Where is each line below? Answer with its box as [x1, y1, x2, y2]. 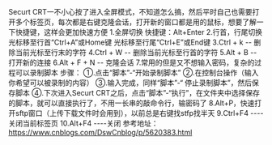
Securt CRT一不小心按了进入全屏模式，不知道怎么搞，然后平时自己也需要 [8, 7, 253, 16]
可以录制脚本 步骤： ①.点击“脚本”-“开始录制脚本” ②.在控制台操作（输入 [15, 68, 259, 77]
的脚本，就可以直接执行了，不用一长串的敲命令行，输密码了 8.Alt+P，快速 [8, 98, 255, 108]
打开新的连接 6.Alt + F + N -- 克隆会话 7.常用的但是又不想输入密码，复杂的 [8, 58, 255, 67]
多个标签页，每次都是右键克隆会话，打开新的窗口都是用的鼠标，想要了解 [15, 17, 257, 27]
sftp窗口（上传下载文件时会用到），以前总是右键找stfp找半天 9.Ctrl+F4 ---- [15, 109, 264, 117]
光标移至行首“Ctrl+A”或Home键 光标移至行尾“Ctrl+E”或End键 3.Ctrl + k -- [8, 37, 253, 47]
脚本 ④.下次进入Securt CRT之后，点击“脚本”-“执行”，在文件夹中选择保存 [15, 88, 261, 97]
